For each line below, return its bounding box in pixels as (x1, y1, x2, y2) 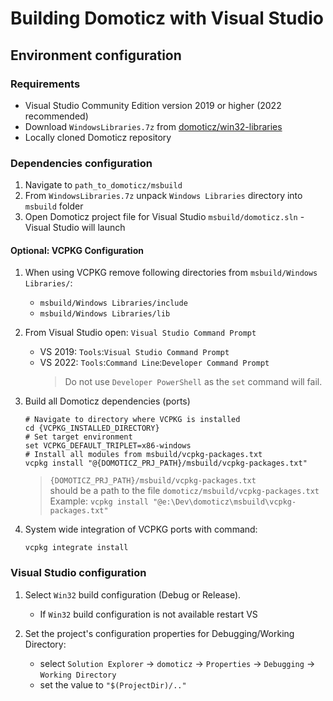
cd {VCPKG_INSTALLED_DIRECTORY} (24, 423, 160, 434)
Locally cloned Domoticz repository (24, 131, 172, 143)
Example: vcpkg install (49, 495, 149, 507)
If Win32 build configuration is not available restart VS (39, 608, 258, 620)
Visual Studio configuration (10, 566, 147, 580)
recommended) (24, 110, 89, 122)
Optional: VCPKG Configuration (10, 244, 144, 256)
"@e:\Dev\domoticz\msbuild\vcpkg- (153, 497, 297, 507)
